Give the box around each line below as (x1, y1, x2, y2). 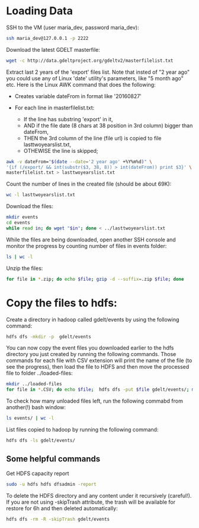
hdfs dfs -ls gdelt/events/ (6, 438, 76, 444)
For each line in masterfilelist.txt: (14, 104, 95, 111)
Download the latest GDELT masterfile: (6, 46, 101, 53)
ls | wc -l (6, 254, 33, 260)
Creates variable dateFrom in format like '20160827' (14, 92, 142, 99)
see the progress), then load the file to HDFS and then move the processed (6, 363, 190, 370)
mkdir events (6, 214, 38, 221)
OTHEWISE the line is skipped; (23, 147, 99, 154)
